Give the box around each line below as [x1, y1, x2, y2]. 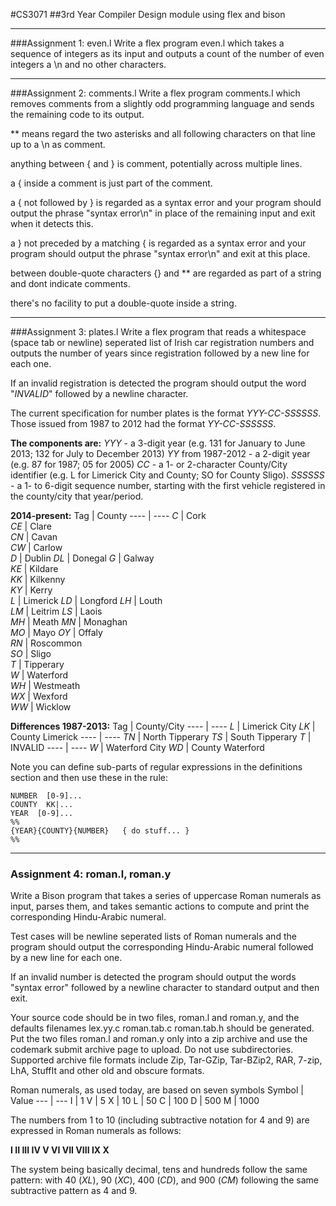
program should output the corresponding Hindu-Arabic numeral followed [10, 941, 314, 953]
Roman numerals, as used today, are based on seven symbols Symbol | [10, 1084, 304, 1096]
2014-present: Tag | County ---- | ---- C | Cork [10, 510, 207, 521]
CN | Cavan [10, 531, 58, 543]
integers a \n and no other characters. [10, 59, 167, 70]
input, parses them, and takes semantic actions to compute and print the [10, 900, 310, 913]
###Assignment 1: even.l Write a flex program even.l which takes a [10, 37, 285, 49]
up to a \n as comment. [10, 139, 106, 150]
